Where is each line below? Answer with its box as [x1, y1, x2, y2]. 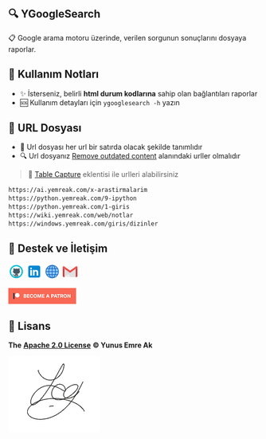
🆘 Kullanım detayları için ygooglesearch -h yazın [19, 97, 181, 107]
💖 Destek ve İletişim [8, 242, 108, 256]
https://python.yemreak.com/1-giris [8, 203, 130, 211]
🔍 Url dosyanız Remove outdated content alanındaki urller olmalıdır [19, 151, 241, 161]
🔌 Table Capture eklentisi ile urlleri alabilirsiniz [27, 170, 179, 179]
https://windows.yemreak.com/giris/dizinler [8, 219, 158, 228]
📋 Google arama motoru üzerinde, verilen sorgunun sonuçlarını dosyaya [8, 33, 247, 42]
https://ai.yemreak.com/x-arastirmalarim [8, 186, 148, 194]
